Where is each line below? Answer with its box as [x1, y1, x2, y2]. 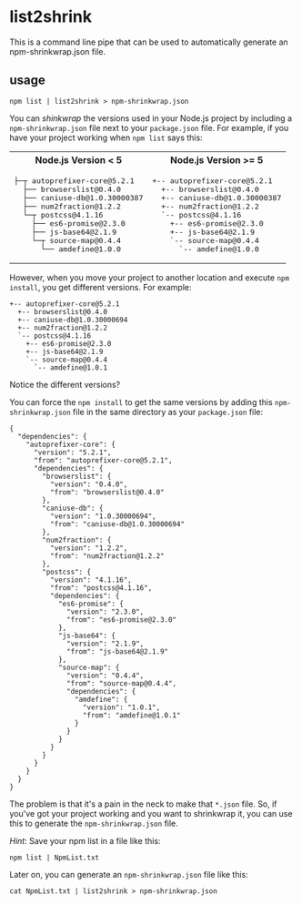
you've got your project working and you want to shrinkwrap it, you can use [9, 808, 293, 819]
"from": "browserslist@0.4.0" [49, 487, 166, 497]
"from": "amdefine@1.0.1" [82, 710, 181, 720]
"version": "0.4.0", [49, 480, 128, 489]
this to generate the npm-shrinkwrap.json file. [9, 818, 179, 829]
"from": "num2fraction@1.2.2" [49, 551, 166, 561]
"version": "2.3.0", [66, 607, 145, 616]
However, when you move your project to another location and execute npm [9, 271, 289, 283]
